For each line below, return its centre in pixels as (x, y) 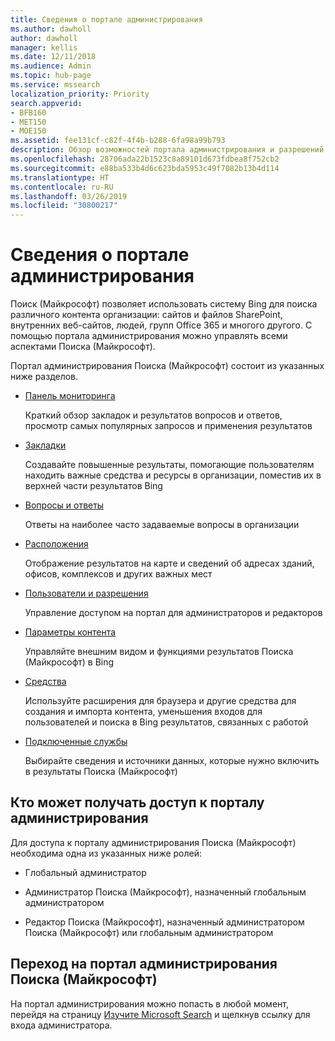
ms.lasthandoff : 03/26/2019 (69, 196)
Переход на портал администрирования (144, 964)
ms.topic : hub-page (51, 76)
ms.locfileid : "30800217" (64, 206)
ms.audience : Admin (51, 66)
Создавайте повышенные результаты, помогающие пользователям (169, 465)
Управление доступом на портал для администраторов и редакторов (173, 613)
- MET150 (28, 122)
